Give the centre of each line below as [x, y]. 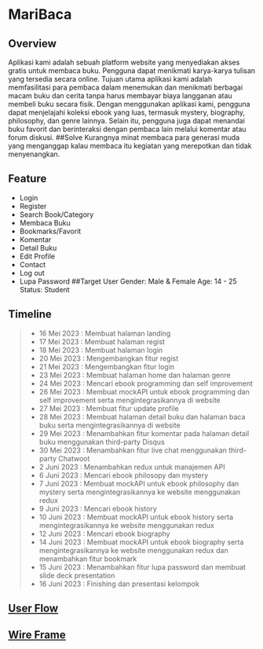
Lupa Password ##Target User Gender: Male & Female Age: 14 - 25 [128, 281]
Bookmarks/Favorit [50, 231]
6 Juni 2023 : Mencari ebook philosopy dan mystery [124, 475]
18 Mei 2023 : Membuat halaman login [101, 350]
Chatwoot [74, 458]
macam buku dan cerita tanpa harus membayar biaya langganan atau [121, 95]
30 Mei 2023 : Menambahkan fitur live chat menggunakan [133, 450]
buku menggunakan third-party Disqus [102, 442]
